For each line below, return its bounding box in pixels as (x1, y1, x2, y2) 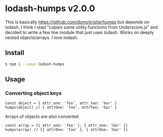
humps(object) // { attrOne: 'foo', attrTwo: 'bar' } (5, 105, 117, 110)
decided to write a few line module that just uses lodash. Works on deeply (5, 29, 154, 35)
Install (5, 49, 24, 57)
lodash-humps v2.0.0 (5, 3, 95, 14)
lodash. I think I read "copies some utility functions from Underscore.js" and (5, 24, 158, 30)
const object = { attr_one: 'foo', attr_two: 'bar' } (5, 101, 117, 106)
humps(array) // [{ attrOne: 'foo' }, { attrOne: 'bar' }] (5, 127, 128, 132)
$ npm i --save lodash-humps (5, 61, 65, 66)
